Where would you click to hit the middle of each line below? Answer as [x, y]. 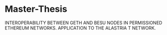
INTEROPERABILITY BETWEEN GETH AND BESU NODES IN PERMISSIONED [83, 23]
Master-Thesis [36, 9]
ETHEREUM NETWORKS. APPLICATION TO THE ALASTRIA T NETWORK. [80, 28]
